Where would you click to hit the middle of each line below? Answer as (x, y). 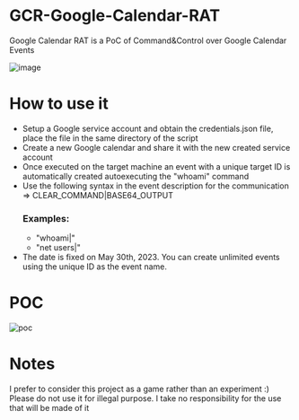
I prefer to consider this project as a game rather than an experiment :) (139, 389)
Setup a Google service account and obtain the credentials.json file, (148, 128)
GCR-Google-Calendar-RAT (115, 16)
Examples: (46, 218)
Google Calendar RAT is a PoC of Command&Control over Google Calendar (148, 40)
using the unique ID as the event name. (95, 267)
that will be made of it (49, 408)
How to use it (59, 104)
